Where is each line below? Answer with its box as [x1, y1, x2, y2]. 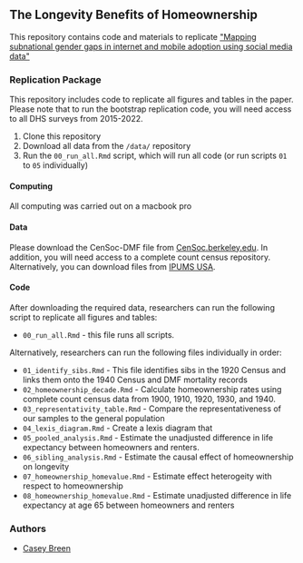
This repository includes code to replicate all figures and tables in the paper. [9, 94, 294, 105]
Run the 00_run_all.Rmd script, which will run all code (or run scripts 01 [22, 150, 288, 162]
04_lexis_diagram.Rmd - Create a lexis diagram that [22, 422, 213, 433]
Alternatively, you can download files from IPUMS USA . [9, 261, 216, 272]
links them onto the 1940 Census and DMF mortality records [22, 374, 248, 385]
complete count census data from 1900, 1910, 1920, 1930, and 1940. [22, 393, 277, 404]
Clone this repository [22, 131, 102, 142]
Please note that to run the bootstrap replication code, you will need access [9, 104, 292, 114]
